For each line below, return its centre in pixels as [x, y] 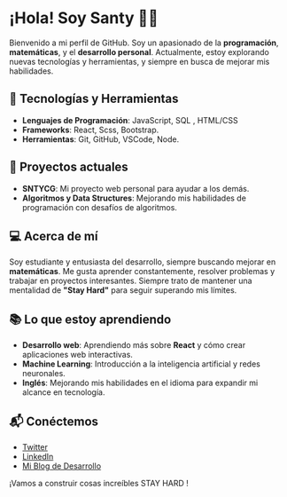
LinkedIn [38, 457]
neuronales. [44, 374]
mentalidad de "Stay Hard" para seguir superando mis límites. [123, 290]
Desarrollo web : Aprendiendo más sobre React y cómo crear [134, 345]
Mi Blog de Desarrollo [62, 466]
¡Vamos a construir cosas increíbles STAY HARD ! [99, 483]
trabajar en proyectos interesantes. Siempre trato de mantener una [131, 281]
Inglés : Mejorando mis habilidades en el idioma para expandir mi [140, 383]
